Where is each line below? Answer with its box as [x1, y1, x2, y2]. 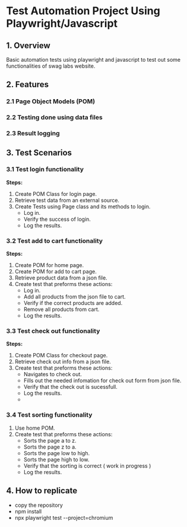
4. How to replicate [6, 485, 78, 496]
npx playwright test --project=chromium [14, 514, 113, 521]
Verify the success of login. [23, 215, 91, 223]
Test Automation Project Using [6, 4, 160, 18]
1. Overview [6, 40, 50, 50]
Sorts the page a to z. [23, 437, 77, 444]
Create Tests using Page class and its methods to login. [14, 203, 151, 210]
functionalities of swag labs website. [6, 62, 96, 69]
